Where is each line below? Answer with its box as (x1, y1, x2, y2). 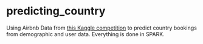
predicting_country (6, 4, 106, 18)
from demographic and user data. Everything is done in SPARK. (6, 30, 165, 37)
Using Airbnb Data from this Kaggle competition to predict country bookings (6, 24, 198, 31)
